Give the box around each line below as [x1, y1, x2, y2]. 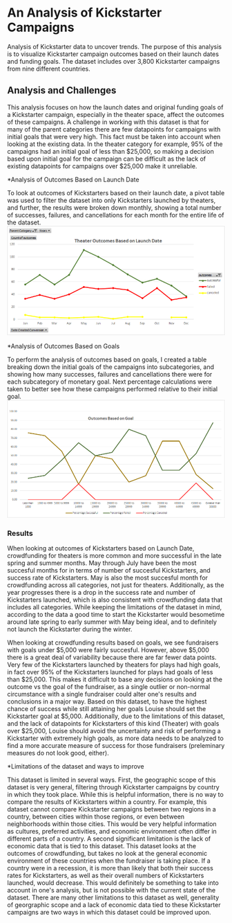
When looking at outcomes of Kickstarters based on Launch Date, [7, 544, 195, 552]
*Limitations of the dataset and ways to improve [7, 762, 144, 770]
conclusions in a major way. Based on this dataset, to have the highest [7, 697, 207, 706]
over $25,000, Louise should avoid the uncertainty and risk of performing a [7, 726, 221, 735]
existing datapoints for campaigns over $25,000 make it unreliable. [7, 161, 197, 170]
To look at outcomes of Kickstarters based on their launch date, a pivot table [7, 188, 225, 197]
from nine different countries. [7, 64, 91, 73]
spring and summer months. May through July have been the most [7, 559, 197, 567]
